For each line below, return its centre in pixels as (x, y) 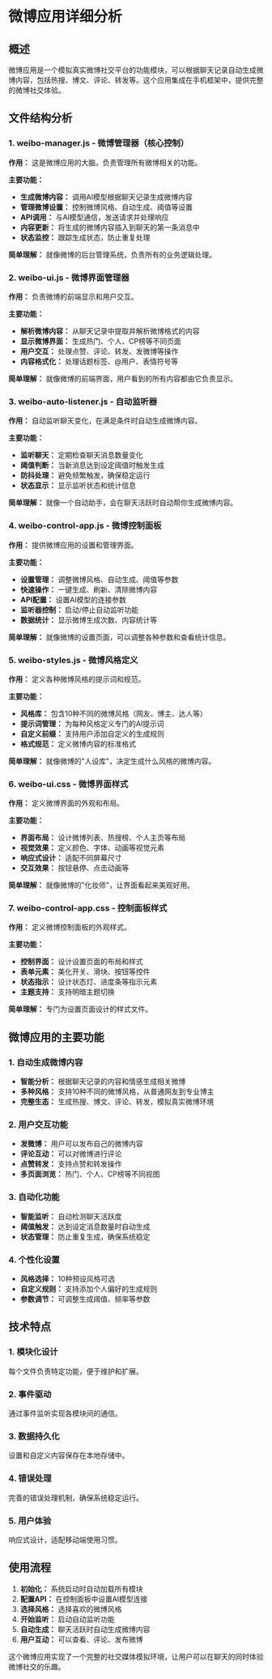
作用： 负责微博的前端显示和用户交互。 (73, 296)
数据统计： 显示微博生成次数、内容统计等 (89, 619)
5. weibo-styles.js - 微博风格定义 (73, 660)
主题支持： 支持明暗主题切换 (67, 992)
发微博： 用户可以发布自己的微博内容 (81, 1144)
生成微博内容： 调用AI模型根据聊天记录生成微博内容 (106, 197)
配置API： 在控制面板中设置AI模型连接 (84, 1599)
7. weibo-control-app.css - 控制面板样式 (88, 908)
